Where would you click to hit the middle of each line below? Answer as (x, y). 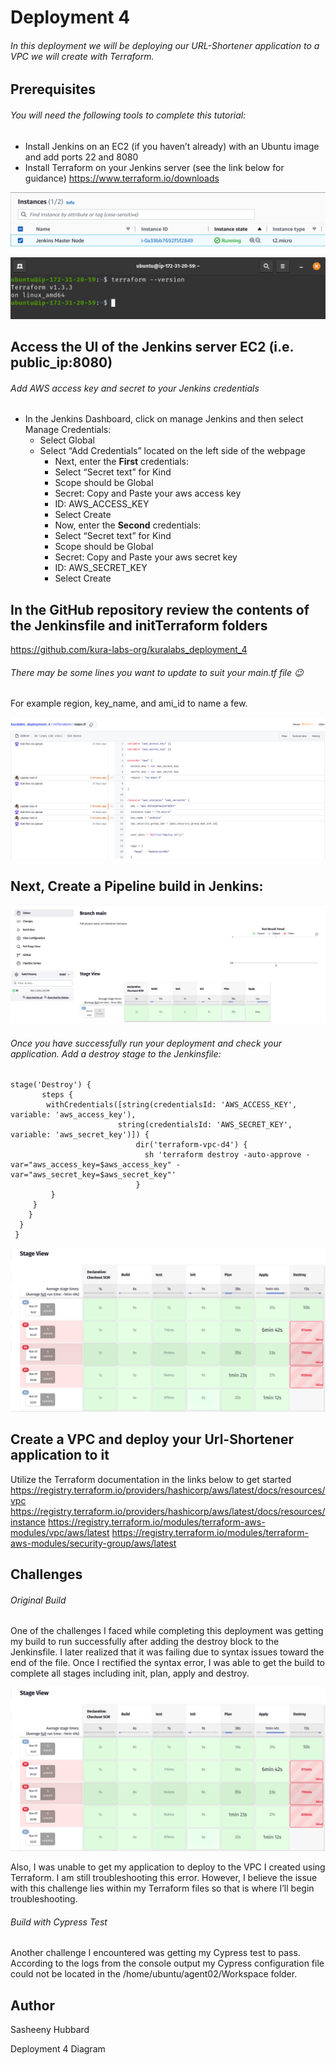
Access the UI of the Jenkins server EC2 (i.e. (152, 347)
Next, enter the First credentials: (121, 462)
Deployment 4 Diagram (58, 2049)
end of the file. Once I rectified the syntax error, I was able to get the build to (167, 1663)
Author (32, 2005)
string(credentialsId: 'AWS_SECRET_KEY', (205, 1125)
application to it (60, 1455)
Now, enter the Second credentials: (128, 525)
